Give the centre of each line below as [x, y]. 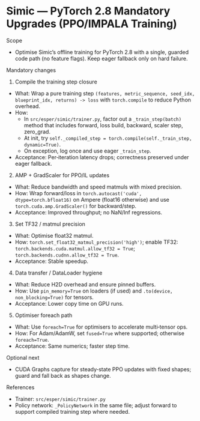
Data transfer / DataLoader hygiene [59, 273]
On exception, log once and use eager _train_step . [87, 151]
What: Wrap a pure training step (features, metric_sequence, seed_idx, [105, 93]
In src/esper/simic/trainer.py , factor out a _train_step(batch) [103, 119]
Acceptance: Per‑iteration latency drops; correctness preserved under [102, 157]
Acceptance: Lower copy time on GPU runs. [69, 303]
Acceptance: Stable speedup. [52, 261]
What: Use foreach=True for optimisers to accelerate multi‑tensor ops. [101, 327]
